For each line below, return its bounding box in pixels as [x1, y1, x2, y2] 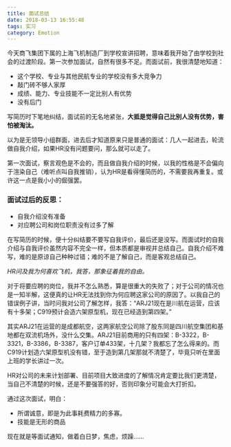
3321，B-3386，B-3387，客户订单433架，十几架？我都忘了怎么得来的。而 [7, 339, 220, 347]
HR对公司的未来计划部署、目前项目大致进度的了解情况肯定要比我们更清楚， [7, 371, 221, 379]
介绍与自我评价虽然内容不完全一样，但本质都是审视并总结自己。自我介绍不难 [7, 243, 224, 252]
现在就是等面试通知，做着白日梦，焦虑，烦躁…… [7, 432, 144, 440]
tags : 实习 [7, 23, 36, 30]
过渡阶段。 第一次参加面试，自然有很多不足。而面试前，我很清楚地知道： [19, 58, 224, 66]
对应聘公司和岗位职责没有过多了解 [16, 221, 114, 229]
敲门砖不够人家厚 [16, 80, 66, 89]
